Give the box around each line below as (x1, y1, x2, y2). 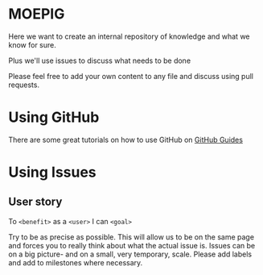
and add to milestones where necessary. (8, 257, 143, 267)
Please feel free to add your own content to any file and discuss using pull (8, 71, 253, 81)
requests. (8, 80, 40, 90)
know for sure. (8, 40, 56, 49)
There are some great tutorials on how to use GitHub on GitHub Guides (8, 135, 244, 144)
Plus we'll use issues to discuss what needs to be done (8, 56, 191, 65)
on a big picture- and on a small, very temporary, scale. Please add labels (8, 249, 252, 259)
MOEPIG (8, 5, 65, 23)
